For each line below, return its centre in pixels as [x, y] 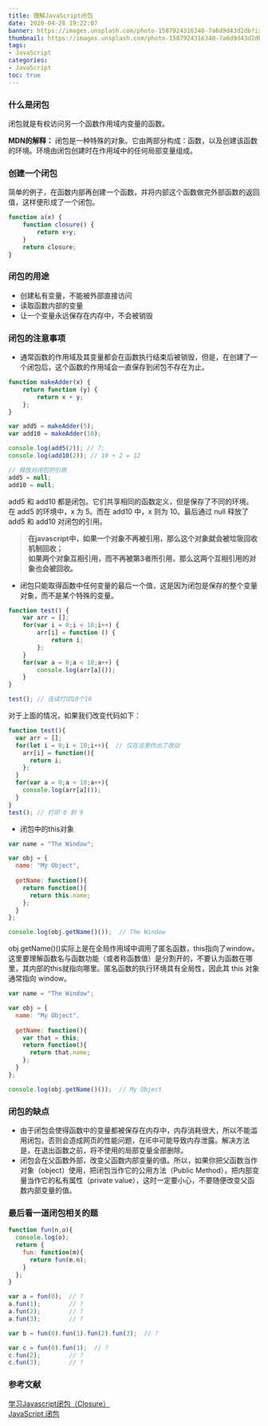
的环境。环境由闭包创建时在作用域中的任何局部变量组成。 [102, 150]
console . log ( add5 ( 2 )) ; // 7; [57, 449]
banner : [21, 30]
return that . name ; [60, 1053]
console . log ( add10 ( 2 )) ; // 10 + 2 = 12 [75, 456]
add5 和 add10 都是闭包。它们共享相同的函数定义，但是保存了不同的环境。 [131, 501]
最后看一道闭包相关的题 [53, 1212]
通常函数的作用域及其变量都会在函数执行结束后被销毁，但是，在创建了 [135, 357]
